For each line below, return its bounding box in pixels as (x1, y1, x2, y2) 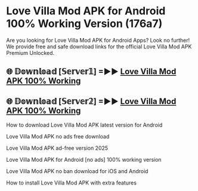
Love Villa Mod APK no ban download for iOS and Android (6, 168, 148, 175)
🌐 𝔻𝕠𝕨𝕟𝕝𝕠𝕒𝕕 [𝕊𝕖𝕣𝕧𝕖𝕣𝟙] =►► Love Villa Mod (6, 67, 177, 77)
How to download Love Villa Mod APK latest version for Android (6, 121, 163, 129)
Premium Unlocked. (6, 49, 55, 56)
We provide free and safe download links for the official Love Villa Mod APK (6, 43, 192, 50)
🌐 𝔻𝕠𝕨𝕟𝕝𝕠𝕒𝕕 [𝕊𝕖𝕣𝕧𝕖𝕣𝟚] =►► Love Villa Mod (6, 96, 177, 106)
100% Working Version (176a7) (6, 17, 163, 30)
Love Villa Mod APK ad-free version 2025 (6, 144, 109, 152)
